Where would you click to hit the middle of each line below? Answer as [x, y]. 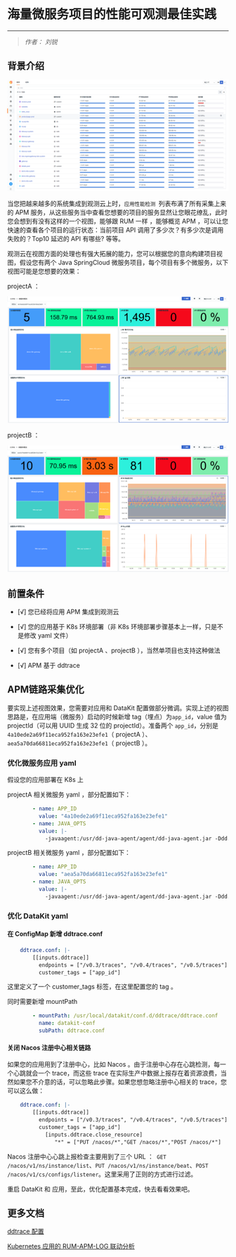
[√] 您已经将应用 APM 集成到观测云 [68, 612]
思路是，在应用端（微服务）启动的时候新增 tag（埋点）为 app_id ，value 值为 [117, 716]
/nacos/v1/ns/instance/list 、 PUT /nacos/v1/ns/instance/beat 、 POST [108, 1165]
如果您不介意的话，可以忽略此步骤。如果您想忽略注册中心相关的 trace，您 [120, 1082]
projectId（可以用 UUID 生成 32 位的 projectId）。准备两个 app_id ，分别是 [113, 726]
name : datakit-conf [67, 1024]
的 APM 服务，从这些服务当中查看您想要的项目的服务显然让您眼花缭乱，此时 [118, 212]
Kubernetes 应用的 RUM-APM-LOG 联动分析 [71, 1246]
